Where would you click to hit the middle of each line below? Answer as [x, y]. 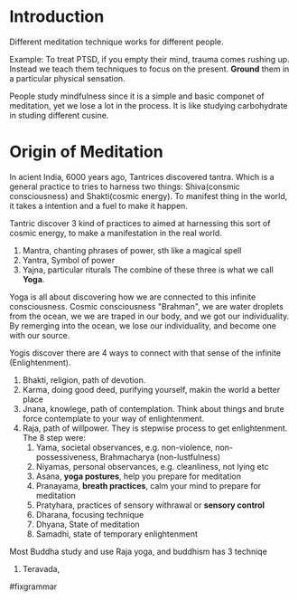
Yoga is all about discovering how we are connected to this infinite [133, 297]
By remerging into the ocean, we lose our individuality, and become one [143, 325]
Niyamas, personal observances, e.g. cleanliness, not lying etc [152, 466]
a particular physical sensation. [67, 78]
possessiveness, [67, 457]
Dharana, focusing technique [90, 514]
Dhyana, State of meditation [88, 524]
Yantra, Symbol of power [69, 260]
